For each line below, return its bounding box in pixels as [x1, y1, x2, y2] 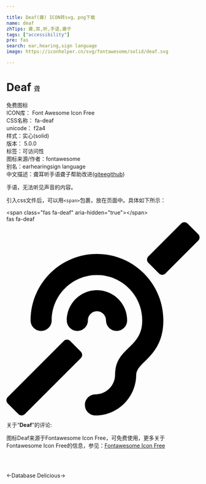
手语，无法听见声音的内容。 [6, 183, 77, 191]
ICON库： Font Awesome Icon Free [6, 109, 95, 117]
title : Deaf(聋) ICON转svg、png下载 [6, 14, 96, 20]
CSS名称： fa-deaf [6, 117, 54, 124]
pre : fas [6, 37, 29, 44]
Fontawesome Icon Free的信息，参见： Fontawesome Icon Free [6, 442, 166, 449]
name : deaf [6, 20, 34, 26]
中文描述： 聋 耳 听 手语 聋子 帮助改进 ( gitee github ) [6, 170, 125, 178]
